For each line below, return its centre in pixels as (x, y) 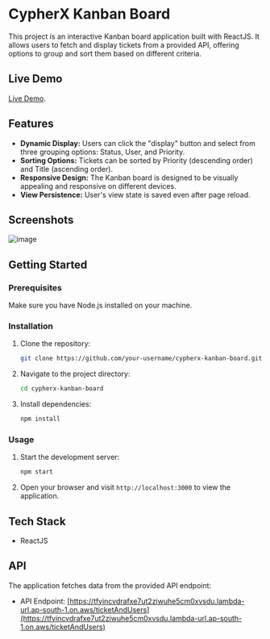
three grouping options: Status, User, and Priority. (102, 152)
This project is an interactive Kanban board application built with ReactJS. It (134, 36)
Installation (31, 326)
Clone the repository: (55, 344)
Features (31, 124)
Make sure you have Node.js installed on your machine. (100, 305)
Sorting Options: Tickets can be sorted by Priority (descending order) (137, 160)
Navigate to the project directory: (75, 374)
